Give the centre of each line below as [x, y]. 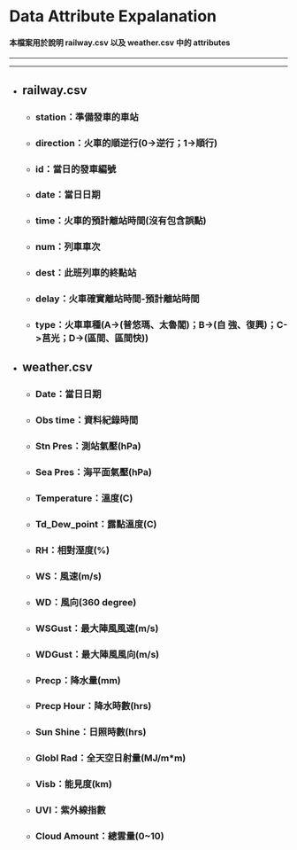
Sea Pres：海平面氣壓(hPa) [93, 472]
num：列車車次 [68, 247]
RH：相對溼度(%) [72, 550]
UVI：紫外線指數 [70, 810]
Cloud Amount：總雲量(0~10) [100, 837]
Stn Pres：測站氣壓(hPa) [88, 447]
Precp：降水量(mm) [78, 680]
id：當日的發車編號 [76, 168]
